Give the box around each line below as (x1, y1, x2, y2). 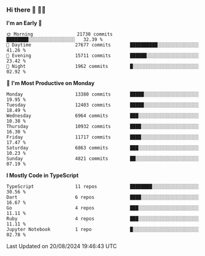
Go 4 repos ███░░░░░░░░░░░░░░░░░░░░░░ (6, 205, 199, 211)
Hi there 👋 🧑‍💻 (6, 6, 46, 14)
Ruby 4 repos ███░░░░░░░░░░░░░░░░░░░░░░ (6, 216, 199, 222)
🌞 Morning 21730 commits (6, 31, 113, 37)
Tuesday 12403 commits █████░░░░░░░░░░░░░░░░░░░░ (6, 102, 199, 108)
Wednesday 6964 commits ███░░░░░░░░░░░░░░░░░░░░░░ (6, 113, 199, 119)
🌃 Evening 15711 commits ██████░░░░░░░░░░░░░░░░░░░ (6, 53, 199, 59)
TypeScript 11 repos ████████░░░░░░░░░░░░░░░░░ (6, 184, 199, 190)
